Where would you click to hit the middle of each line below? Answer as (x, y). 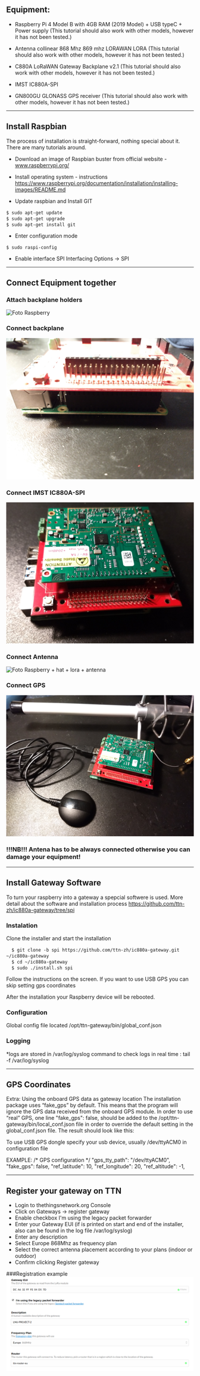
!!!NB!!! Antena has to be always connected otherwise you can (98, 849)
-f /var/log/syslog (28, 1060)
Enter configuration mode (46, 236)
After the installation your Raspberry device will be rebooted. (81, 997)
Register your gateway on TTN (64, 1191)
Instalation (22, 925)
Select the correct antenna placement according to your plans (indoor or (104, 1249)
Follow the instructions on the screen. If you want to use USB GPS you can (98, 979)
